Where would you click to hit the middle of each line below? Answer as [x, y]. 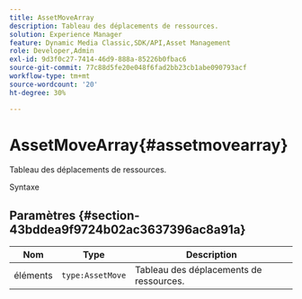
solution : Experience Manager [66, 34]
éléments [33, 276]
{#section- [109, 215]
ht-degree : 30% [38, 92]
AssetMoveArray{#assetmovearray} [149, 145]
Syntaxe [25, 187]
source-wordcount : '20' [54, 84]
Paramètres [43, 215]
